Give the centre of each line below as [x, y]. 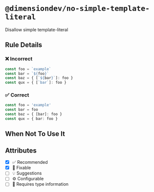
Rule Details [24, 45]
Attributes [21, 150]
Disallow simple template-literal [37, 29]
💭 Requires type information [40, 184]
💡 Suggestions [27, 173]
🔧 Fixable [22, 168]
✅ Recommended [30, 162]
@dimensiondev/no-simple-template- [77, 9]
